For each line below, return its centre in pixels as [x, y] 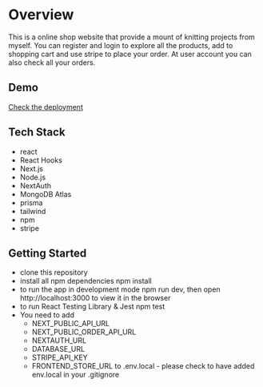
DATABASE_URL [58, 349]
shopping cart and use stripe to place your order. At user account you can [130, 54]
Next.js [32, 168]
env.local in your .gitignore [76, 375]
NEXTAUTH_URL [59, 341]
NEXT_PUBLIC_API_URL [71, 324]
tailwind [33, 211]
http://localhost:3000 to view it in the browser [95, 298]
